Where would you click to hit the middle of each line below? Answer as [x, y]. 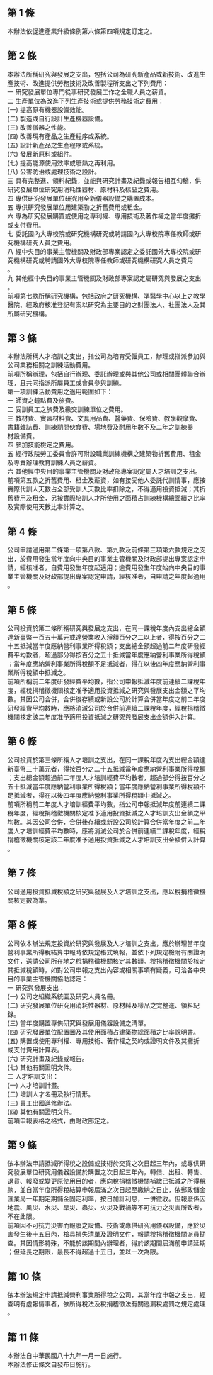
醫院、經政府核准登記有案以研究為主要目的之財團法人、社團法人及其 [106, 304]
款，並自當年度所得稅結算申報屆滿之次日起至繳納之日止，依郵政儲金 [106, 1190]
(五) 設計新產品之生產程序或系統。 [57, 145]
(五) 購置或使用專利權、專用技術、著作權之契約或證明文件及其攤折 [104, 1040]
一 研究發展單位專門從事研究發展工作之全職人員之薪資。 [89, 91]
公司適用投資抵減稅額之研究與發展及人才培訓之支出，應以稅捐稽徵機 [106, 891]
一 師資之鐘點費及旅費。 [42, 401]
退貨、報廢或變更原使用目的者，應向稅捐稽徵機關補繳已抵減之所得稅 [106, 1181]
